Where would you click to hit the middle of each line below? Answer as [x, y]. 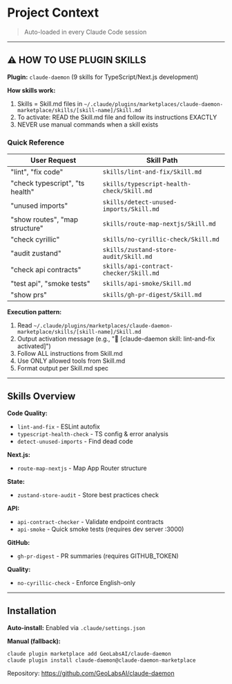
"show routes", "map [45, 219]
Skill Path [162, 161]
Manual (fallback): [34, 641]
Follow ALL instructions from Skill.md [70, 354]
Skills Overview [41, 396]
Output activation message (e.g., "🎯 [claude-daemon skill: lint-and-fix [116, 339]
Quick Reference [36, 142]
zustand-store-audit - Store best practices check [88, 495]
